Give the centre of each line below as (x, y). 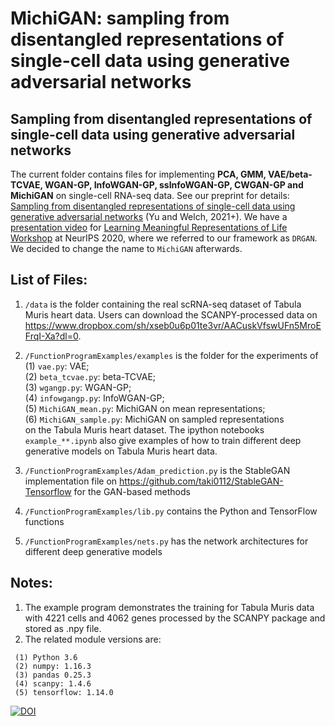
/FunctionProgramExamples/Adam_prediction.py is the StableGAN (157, 470)
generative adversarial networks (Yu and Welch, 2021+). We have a (149, 216)
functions (44, 521)
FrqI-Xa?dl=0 (51, 336)
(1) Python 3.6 (46, 657)
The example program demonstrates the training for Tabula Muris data (169, 607)
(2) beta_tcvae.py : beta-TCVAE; (90, 376)
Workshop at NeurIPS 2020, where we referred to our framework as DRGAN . (164, 238)
